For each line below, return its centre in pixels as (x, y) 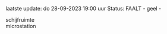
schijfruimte (20, 20)
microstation (21, 26)
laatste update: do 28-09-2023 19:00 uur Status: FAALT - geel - (83, 8)
